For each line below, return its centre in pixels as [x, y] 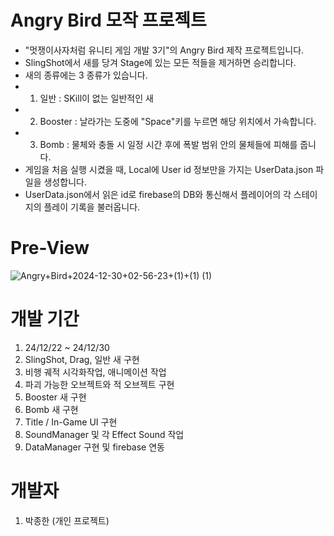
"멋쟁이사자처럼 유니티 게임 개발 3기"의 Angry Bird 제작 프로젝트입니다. [164, 50]
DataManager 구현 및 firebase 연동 [94, 447]
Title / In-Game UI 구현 [71, 422]
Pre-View [50, 248]
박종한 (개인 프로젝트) [67, 520]
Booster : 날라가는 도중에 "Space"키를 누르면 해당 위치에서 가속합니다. [178, 121]
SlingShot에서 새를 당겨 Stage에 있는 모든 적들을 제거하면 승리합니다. [160, 62]
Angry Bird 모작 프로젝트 [108, 20]
